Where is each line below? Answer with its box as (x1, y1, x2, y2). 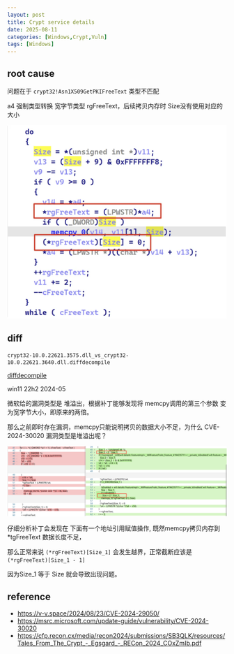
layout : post (7, 11, 45, 18)
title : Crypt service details (7, 18, 95, 26)
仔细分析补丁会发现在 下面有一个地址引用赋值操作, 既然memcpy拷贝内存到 (7, 524, 221, 532)
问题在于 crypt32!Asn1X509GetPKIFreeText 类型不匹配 (7, 87, 159, 95)
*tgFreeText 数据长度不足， (7, 533, 86, 542)
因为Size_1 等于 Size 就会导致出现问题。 (7, 570, 121, 579)
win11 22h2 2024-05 (7, 384, 66, 393)
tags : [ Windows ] (7, 41, 54, 48)
